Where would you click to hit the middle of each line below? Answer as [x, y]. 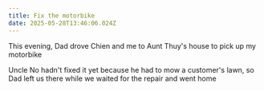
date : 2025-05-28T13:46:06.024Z [62, 23]
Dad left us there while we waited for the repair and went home [112, 78]
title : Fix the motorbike [51, 16]
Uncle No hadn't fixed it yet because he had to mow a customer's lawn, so [131, 69]
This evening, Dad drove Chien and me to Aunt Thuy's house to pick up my [132, 45]
